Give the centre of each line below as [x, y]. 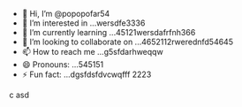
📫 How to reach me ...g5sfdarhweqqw [92, 52]
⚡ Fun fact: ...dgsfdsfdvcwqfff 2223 [87, 74]
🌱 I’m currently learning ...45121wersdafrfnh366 [109, 32]
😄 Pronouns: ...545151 [63, 65]
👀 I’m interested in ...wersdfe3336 [83, 23]
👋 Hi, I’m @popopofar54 [66, 14]
